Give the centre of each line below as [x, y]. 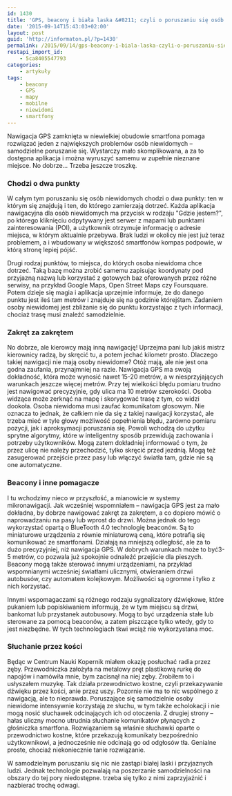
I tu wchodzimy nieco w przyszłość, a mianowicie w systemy [94, 497]
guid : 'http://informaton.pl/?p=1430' [63, 39]
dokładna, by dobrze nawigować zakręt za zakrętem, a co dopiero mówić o [114, 513]
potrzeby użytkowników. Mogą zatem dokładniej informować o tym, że [108, 443]
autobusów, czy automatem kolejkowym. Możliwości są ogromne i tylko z [111, 578]
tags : [15, 78]
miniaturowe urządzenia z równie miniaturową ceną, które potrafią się [106, 534]
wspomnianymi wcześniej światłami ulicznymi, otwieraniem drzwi [100, 571]
